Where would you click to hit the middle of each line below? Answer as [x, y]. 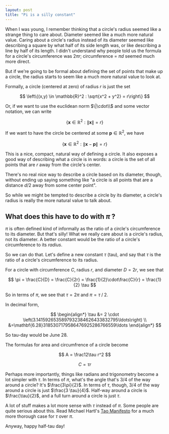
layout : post [19, 10]
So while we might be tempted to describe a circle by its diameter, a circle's [84, 195]
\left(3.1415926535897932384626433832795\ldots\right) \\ [85, 320]
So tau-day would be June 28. [37, 335]
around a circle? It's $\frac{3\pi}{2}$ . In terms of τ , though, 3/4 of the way [82, 385]
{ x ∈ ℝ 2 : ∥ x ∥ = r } [85, 122]
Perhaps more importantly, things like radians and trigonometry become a [82, 374]
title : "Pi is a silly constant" [40, 15]
